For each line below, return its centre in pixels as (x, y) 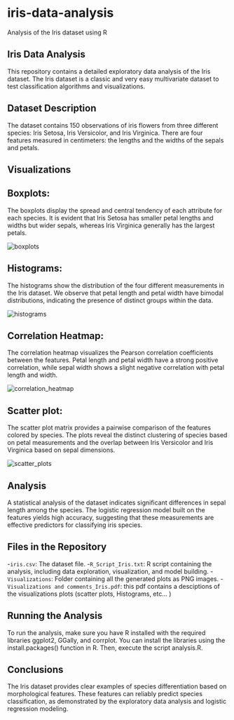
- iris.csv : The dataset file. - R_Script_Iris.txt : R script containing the (110, 564)
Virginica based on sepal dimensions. (61, 450)
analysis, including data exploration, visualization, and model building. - (110, 571)
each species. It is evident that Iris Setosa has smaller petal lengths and (110, 218)
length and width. (33, 375)
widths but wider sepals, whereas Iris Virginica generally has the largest (111, 225)
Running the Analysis (55, 616)
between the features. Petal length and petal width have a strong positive (113, 360)
